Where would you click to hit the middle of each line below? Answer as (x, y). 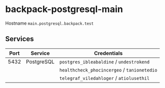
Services (20, 39)
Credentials (108, 53)
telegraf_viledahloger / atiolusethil (105, 78)
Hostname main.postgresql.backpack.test (49, 23)
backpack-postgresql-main (64, 9)
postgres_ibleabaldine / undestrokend (105, 61)
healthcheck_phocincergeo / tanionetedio (109, 70)
